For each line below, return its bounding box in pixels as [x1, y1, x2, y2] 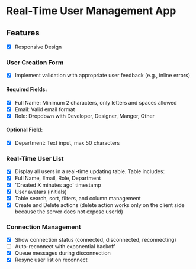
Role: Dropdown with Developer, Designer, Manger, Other [14, 112, 155, 119]
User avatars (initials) [14, 188, 67, 195]
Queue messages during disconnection [14, 249, 111, 257]
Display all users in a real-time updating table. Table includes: [14, 168, 165, 175]
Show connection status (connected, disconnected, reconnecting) [14, 236, 176, 244]
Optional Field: [6, 126, 43, 134]
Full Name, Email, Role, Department [14, 174, 101, 182]
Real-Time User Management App [6, 4, 176, 18]
